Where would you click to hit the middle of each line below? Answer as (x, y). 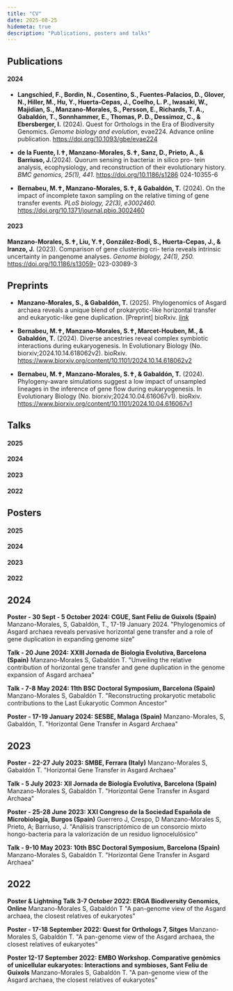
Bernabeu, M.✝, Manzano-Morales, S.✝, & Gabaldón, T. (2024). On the (121, 188)
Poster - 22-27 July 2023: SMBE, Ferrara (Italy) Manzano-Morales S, (107, 763)
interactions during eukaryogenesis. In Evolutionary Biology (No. (110, 345)
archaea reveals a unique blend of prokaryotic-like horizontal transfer (117, 310)
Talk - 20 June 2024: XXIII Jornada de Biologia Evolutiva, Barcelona (107, 653)
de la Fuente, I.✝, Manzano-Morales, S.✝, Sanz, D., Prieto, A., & (110, 152)
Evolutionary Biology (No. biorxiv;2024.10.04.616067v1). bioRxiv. (109, 396)
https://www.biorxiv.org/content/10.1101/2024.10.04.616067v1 (105, 403)
